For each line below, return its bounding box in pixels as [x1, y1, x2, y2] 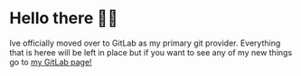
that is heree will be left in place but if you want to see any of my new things [9, 46, 293, 57]
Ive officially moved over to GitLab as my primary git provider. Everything [9, 38, 281, 48]
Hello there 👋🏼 [9, 8, 118, 29]
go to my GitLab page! [9, 56, 92, 67]
